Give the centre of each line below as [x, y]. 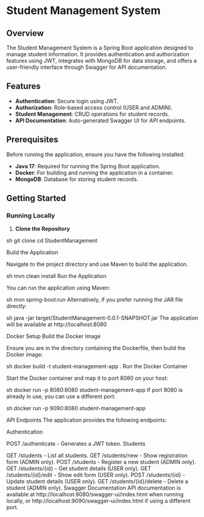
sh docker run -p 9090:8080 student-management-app [76, 408]
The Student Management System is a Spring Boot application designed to [100, 48]
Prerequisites [32, 140]
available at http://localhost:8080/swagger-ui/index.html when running [95, 494]
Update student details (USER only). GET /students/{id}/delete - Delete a [97, 482]
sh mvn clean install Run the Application [56, 276]
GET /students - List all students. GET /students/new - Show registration [97, 455]
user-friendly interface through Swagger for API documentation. [87, 67]
